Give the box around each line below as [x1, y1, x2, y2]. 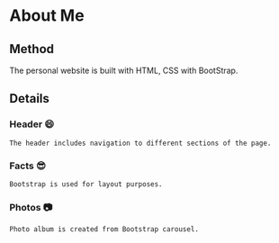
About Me [9, 5, 85, 26]
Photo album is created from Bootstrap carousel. [9, 225, 200, 234]
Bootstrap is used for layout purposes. [9, 179, 164, 189]
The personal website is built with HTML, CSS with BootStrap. [9, 65, 238, 76]
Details [9, 91, 49, 106]
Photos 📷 [9, 201, 53, 213]
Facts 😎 [9, 159, 47, 172]
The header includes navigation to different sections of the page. [9, 139, 272, 148]
